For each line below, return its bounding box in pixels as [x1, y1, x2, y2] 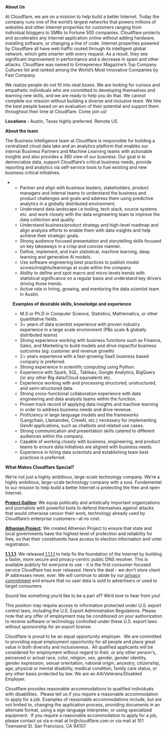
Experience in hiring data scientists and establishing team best [19, 449, 149, 455]
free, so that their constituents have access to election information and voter [5, 536, 163, 542]
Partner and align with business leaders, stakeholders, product [19, 185, 149, 191]
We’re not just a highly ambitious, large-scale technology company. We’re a [5, 474, 160, 480]
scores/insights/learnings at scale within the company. [19, 265, 132, 270]
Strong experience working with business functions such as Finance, [19, 337, 162, 343]
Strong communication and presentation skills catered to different [19, 428, 155, 434]
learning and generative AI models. [19, 254, 92, 260]
